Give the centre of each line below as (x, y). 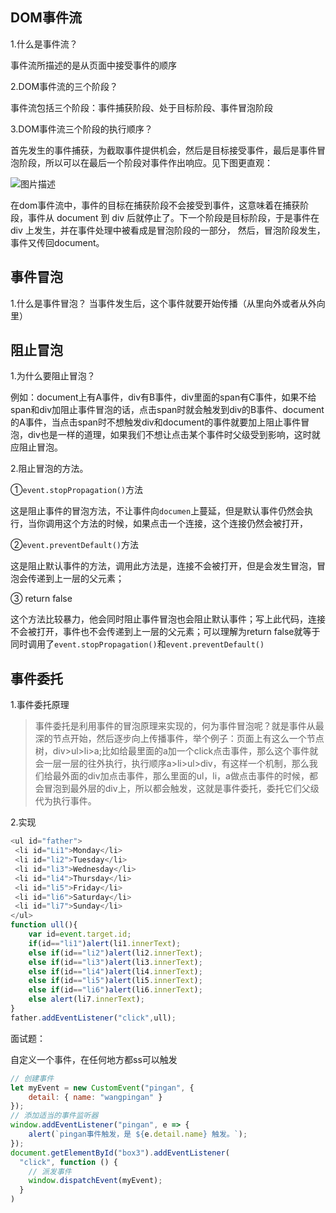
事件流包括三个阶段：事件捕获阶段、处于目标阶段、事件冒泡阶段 (141, 107)
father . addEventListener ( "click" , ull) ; (93, 1018)
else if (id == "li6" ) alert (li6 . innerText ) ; (115, 990)
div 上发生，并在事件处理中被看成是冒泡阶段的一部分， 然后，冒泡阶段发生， (168, 230)
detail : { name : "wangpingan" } (95, 1097)
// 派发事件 (50, 1171)
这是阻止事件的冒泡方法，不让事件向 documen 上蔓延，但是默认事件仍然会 (157, 511)
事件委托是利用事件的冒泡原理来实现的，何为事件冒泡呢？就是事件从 (175, 726)
